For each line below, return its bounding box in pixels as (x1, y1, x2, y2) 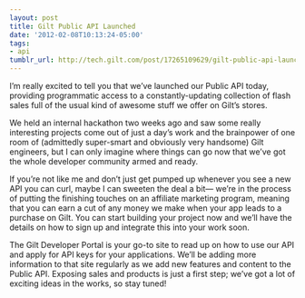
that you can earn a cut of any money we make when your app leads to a (9, 203, 282, 214)
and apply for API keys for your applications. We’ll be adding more (9, 249, 257, 260)
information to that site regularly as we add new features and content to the (9, 259, 292, 269)
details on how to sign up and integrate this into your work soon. (9, 222, 250, 233)
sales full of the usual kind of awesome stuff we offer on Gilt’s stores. (9, 100, 268, 110)
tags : (9, 38, 30, 48)
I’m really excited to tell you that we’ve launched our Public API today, (9, 81, 270, 91)
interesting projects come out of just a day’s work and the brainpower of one (9, 127, 296, 137)
